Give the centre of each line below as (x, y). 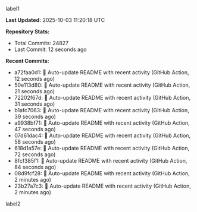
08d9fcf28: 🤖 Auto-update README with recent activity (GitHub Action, (102, 173)
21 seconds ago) (34, 91)
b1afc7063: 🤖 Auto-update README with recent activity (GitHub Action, (101, 110)
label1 (13, 9)
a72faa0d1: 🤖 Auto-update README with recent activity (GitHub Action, (101, 72)
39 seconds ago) (35, 116)
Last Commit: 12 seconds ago (50, 49)
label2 (13, 204)
